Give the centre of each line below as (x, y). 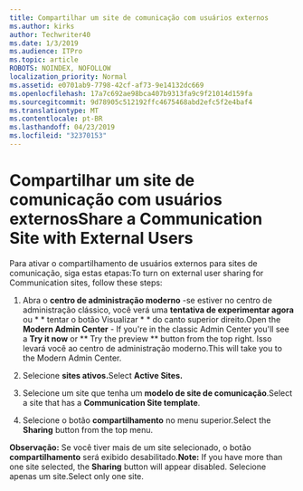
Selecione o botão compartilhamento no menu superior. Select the (147, 420)
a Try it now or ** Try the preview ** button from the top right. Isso (147, 338)
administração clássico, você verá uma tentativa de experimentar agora (158, 310)
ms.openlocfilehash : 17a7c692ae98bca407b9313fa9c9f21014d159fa (131, 93)
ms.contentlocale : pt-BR (56, 119)
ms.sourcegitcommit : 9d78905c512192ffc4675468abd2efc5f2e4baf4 (131, 102)
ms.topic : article (44, 60)
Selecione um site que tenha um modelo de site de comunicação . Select (157, 393)
